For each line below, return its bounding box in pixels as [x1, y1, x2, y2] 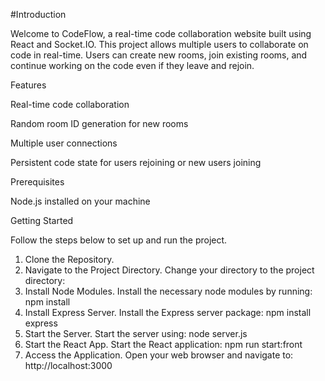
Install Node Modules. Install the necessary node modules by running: [24, 285, 313, 297]
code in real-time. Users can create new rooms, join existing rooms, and [10, 49, 308, 61]
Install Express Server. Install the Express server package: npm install [24, 307, 312, 318]
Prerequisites [10, 176, 65, 188]
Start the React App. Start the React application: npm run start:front [24, 339, 303, 350]
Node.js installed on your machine [10, 195, 151, 207]
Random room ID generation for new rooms [10, 118, 189, 129]
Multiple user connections [10, 137, 118, 149]
